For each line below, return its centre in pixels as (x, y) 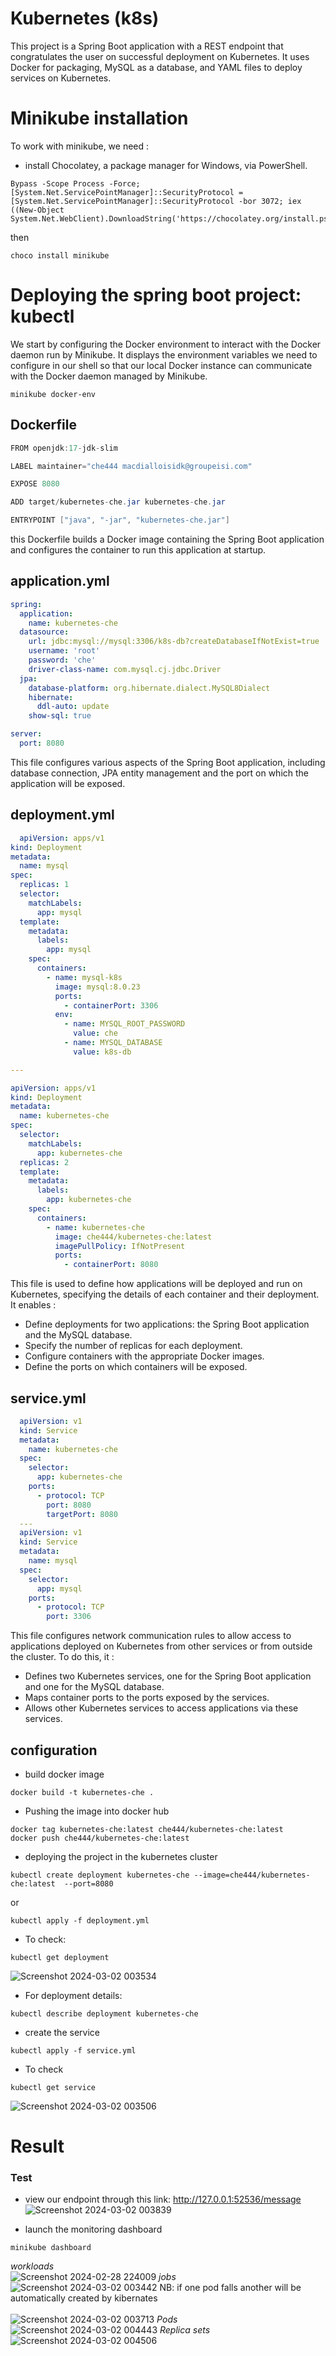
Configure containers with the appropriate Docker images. (144, 1356)
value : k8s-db (102, 1052)
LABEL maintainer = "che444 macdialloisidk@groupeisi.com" (131, 466)
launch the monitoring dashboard (93, 2229)
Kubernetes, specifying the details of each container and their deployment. (165, 1294)
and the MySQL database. (78, 1335)
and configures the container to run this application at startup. (138, 550)
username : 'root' (64, 651)
